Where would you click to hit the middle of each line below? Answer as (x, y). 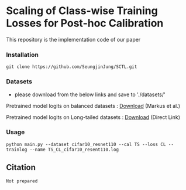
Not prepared (22, 181)
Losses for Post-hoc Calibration (85, 23)
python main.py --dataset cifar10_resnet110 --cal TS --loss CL (86, 144)
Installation (23, 55)
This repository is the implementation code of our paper (73, 39)
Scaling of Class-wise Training (82, 11)
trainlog (17, 150)
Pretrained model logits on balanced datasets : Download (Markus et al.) (93, 106)
